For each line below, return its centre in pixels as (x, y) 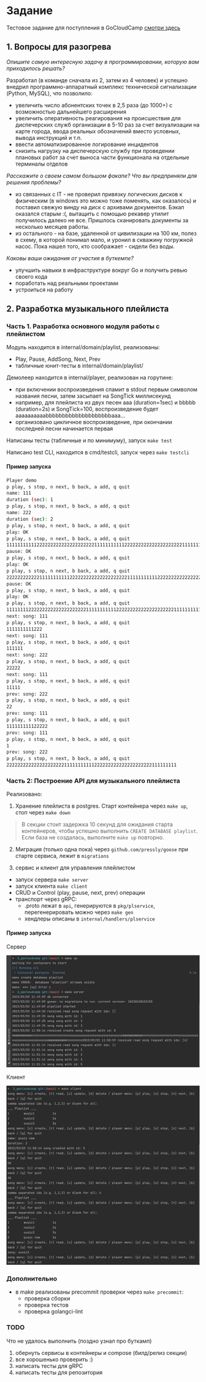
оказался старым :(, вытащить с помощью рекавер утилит (92, 214)
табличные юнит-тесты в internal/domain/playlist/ (79, 366)
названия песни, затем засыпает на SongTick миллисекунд (93, 396)
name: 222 (19, 513)
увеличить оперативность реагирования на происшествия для (98, 118)
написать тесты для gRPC (49, 1365)
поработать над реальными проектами (67, 283)
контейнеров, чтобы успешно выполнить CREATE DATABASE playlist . (109, 831)
